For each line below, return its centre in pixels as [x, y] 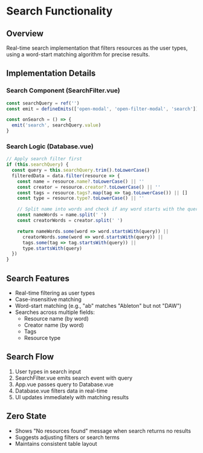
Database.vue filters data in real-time [61, 391]
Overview [25, 34]
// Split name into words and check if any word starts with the [101, 209]
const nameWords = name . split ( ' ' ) [62, 215]
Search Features [38, 279]
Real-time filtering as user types [55, 293]
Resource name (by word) [56, 319]
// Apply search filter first [44, 159]
